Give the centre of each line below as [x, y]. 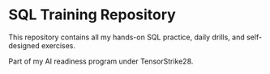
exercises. [58, 45]
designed [24, 45]
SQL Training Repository [92, 15]
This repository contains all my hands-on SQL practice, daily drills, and [126, 37]
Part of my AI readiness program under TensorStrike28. [101, 61]
